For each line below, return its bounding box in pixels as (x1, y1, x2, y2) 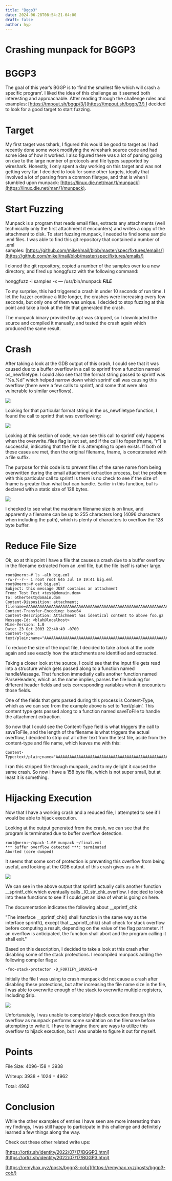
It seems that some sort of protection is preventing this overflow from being (5, 858, 165, 864)
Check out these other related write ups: (5, 1139, 91, 1145)
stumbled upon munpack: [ (5, 179, 62, 186)
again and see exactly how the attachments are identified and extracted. (5, 650, 158, 656)
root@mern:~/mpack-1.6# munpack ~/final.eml (5, 840, 102, 846)
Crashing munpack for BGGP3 (5, 44, 136, 56)
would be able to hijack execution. (5, 815, 77, 821)
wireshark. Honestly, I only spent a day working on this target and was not (5, 163, 162, 170)
